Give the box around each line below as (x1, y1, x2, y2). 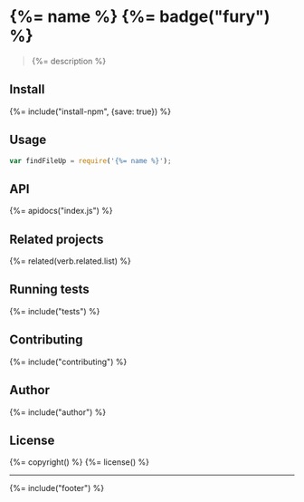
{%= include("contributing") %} (9, 356, 128, 367)
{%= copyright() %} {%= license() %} (9, 457, 150, 468)
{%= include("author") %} (9, 406, 107, 418)
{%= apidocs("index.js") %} (9, 206, 113, 217)
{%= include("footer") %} (9, 483, 105, 494)
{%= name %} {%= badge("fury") (9, 6, 271, 27)
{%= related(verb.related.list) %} (9, 256, 131, 266)
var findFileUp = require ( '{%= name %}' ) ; (9, 156, 172, 165)
